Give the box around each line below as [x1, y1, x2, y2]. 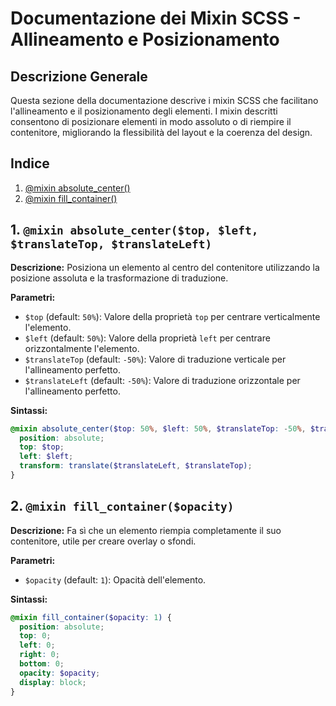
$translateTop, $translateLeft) [10, 237, 213, 252]
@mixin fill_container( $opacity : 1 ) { [10, 612, 172, 622]
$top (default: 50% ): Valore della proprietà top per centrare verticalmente [24, 310, 321, 322]
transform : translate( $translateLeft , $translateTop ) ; [19, 461, 253, 471]
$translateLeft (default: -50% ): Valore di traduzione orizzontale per [24, 374, 301, 386]
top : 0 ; [19, 631, 52, 641]
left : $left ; [19, 452, 74, 462]
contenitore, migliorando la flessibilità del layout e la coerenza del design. [10, 127, 313, 138]
